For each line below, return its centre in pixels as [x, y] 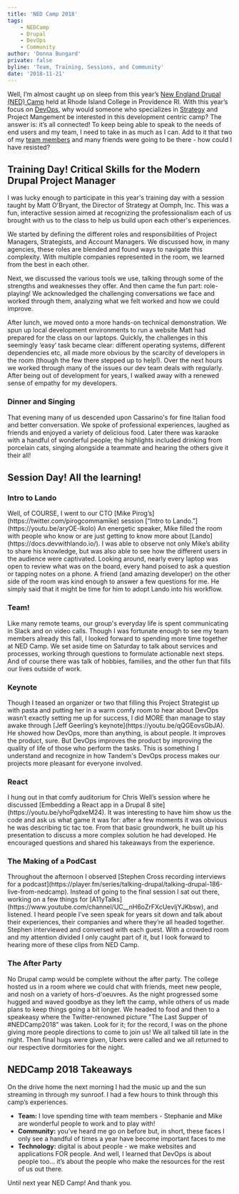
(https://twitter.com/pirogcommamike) [63, 521]
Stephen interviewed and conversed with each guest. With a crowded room [118, 930]
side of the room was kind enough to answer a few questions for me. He [113, 581]
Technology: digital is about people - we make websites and [107, 1146]
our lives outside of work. [45, 668]
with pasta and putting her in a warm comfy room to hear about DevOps [113, 710]
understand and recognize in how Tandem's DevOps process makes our [113, 755]
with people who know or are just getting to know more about [98, 536]
